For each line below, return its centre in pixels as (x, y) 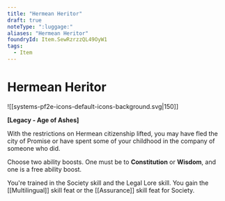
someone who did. (34, 148)
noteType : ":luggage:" (40, 27)
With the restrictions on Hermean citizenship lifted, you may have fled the (113, 133)
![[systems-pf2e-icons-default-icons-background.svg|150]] (93, 106)
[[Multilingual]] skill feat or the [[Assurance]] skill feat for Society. (101, 190)
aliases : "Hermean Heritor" (48, 33)
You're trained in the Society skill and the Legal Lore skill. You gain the (108, 183)
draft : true (24, 20)
